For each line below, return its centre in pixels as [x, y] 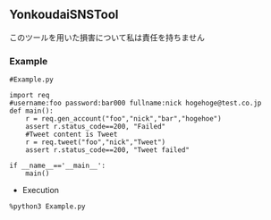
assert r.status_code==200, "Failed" [96, 127]
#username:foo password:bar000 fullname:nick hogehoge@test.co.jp [135, 103]
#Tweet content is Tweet [72, 135]
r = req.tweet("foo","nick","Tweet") [96, 142]
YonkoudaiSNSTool [64, 15]
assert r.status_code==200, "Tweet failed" [108, 150]
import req [30, 96]
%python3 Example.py [48, 207]
